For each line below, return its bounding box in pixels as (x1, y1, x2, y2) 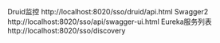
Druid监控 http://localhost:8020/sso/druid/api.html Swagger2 (7, 7, 209, 16)
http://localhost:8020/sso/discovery (7, 26, 126, 35)
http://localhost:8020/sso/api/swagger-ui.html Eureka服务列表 (7, 17, 212, 26)
